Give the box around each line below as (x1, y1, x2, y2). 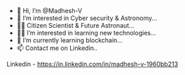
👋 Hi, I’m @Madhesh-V (16, 7, 83, 15)
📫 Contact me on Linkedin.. (16, 44, 98, 52)
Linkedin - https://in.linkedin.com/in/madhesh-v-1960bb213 (6, 60, 179, 68)
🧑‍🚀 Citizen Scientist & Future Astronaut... (16, 22, 135, 29)
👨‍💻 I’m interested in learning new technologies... (16, 28, 157, 37)
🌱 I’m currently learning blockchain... (16, 36, 123, 44)
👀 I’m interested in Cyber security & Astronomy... (16, 14, 158, 22)
